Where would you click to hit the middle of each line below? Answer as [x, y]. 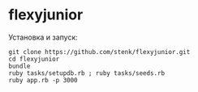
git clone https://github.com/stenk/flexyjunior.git [99, 52]
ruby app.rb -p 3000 [43, 80]
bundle [19, 66]
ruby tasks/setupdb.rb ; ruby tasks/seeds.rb [86, 73]
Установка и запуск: [43, 37]
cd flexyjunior [34, 59]
